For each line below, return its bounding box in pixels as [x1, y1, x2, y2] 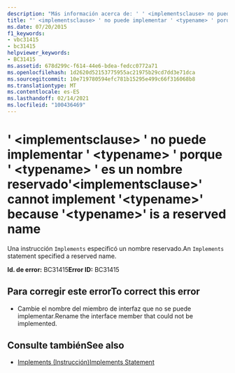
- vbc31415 [7, 36, 39, 43]
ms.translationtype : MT [7, 82, 77, 89]
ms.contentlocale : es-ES [7, 88, 80, 95]
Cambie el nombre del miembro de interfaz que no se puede [17, 304, 192, 313]
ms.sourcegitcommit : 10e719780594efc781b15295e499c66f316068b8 [7, 75, 196, 83]
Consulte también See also [7, 339, 124, 351]
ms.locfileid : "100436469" [7, 102, 86, 109]
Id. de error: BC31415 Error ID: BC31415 [7, 265, 120, 273]
